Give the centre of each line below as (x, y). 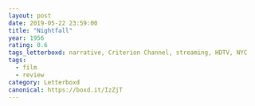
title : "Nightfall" (41, 30)
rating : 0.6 (28, 45)
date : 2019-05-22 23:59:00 (53, 23)
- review (30, 75)
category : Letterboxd (44, 82)
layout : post (30, 16)
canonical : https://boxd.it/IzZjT (66, 90)
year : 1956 (26, 38)
